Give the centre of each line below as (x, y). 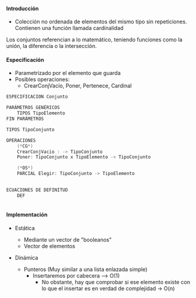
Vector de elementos (50, 246)
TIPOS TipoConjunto (30, 130)
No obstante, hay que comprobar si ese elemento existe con (116, 282)
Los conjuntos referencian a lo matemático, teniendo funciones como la (94, 40)
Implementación (27, 215)
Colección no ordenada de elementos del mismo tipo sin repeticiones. (101, 22)
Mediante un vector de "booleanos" (68, 239)
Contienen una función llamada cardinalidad (69, 28)
